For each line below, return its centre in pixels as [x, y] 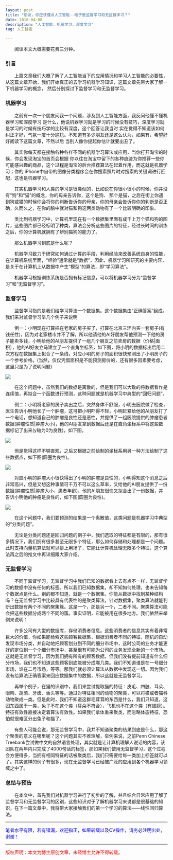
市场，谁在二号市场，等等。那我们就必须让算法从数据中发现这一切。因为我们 [86, 669]
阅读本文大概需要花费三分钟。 [46, 49]
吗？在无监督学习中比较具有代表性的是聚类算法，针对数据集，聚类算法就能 [84, 600]
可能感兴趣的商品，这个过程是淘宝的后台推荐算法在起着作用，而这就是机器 [84, 165]
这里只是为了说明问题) [29, 367]
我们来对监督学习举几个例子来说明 [41, 317]
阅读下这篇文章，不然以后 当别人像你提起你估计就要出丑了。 [73, 141]
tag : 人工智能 [19, 29]
